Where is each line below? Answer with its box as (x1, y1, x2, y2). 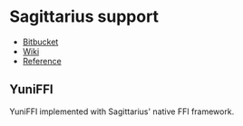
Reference (22, 55, 62, 66)
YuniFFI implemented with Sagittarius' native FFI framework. (9, 106, 235, 117)
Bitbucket (22, 36, 59, 47)
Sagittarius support (9, 6, 160, 27)
